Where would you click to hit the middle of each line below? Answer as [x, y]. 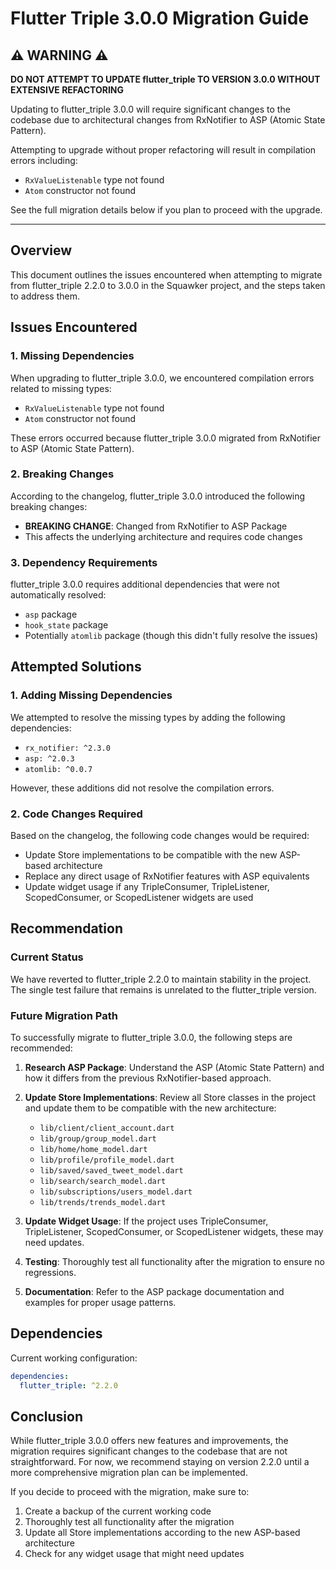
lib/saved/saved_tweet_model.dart [111, 1171]
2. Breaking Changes [62, 474]
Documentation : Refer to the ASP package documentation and [154, 1292]
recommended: [41, 1048]
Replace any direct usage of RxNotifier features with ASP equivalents [167, 876]
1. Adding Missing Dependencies [91, 695]
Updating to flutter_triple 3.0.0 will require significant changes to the [150, 109]
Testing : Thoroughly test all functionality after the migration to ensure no [174, 1262]
